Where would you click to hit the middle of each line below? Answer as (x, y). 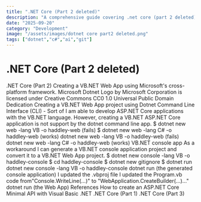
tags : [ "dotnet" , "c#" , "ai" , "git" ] (49, 39)
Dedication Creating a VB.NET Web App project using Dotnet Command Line (100, 105)
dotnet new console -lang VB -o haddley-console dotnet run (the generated (100, 168)
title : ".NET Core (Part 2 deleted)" (53, 12)
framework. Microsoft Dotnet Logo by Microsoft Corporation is (105, 92)
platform (16, 92)
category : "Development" (37, 28)
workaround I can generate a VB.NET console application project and (92, 149)
